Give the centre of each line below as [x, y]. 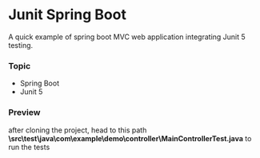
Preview [24, 113]
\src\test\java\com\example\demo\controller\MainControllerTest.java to [130, 138]
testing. [21, 45]
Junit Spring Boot [67, 15]
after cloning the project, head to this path [78, 130]
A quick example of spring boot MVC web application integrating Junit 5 [127, 37]
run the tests [29, 147]
